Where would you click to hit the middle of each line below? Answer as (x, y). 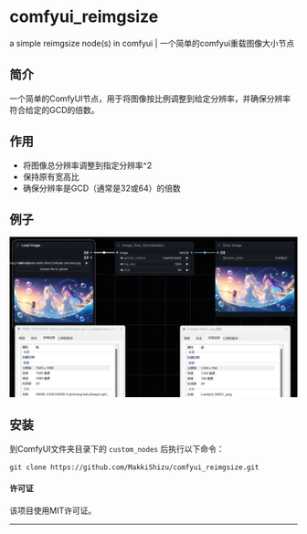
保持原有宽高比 (51, 176)
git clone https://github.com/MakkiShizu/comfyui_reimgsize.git (134, 467)
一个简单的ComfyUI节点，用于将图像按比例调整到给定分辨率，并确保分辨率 (150, 99)
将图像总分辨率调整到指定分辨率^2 (87, 165)
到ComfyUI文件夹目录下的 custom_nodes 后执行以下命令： (117, 448)
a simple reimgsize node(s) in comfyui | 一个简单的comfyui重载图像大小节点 (152, 43)
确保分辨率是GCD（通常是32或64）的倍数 (101, 188)
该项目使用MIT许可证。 (53, 510)
